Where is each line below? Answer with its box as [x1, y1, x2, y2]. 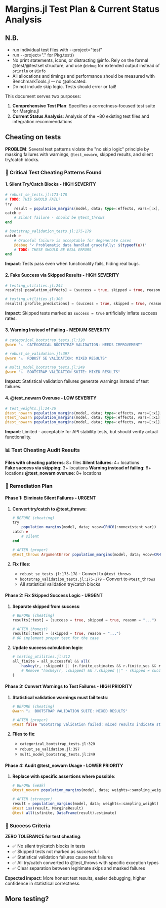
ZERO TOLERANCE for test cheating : [5, 833, 82, 839]
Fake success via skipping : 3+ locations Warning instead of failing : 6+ [5, 465, 152, 471]
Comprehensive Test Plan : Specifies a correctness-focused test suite [12, 103, 156, 108]
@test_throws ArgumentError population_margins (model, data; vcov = [12, 552, 155, 557]
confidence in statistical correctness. [5, 880, 81, 886]
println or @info [12, 68, 46, 74]
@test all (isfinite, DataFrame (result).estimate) [12, 810, 117, 815]
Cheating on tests [5, 133, 61, 142]
